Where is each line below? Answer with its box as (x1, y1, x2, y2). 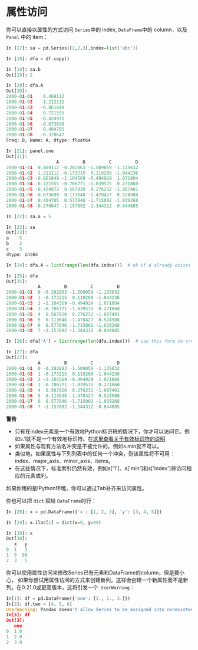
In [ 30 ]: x (6, 530, 33, 536)
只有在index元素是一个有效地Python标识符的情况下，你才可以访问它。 (14, 428, 185, 435)
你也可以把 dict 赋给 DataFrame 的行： (6, 497, 97, 504)
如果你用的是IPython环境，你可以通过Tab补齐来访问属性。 (6, 484, 147, 491)
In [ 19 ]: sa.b (6, 66, 41, 73)
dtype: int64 (6, 251, 38, 257)
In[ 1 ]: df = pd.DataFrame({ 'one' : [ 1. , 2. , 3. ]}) (6, 595, 131, 602)
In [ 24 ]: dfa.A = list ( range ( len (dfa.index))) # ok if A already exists (6, 262, 192, 268)
